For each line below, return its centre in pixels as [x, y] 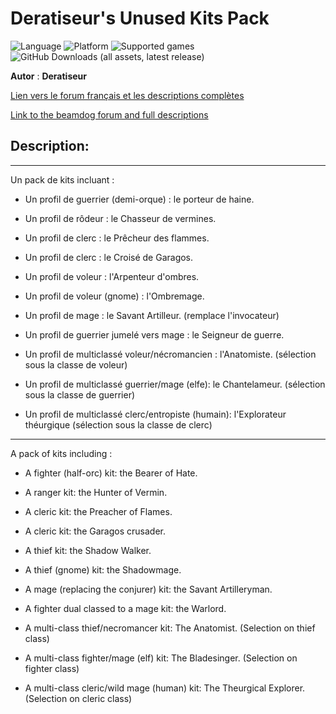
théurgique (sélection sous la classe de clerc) [118, 424]
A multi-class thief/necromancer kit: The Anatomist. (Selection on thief [170, 628]
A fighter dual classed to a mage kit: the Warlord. [125, 608]
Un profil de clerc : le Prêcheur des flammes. [117, 238]
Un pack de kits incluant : [62, 179]
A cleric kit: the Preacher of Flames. [98, 511]
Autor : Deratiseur [48, 76]
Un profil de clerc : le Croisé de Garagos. [109, 257]
